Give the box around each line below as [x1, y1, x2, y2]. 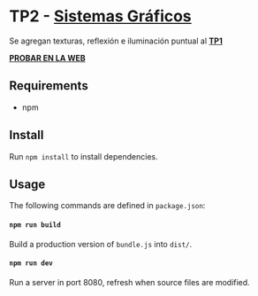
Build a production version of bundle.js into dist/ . [9, 238, 193, 249]
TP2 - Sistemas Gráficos [9, 6, 192, 27]
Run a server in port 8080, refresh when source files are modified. [9, 277, 250, 287]
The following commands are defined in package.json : [9, 200, 206, 211]
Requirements [9, 78, 88, 94]
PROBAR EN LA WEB [9, 52, 86, 63]
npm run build [9, 220, 62, 230]
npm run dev [9, 259, 53, 268]
